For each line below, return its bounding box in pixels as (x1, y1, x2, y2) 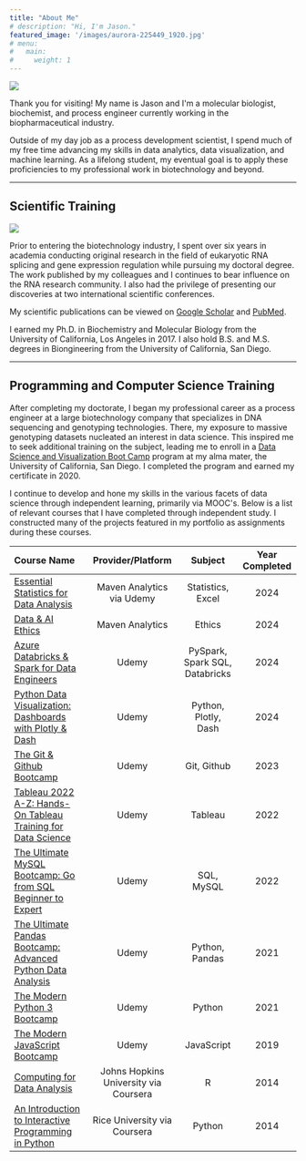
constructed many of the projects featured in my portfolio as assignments (9, 517, 285, 528)
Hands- (36, 796, 71, 809)
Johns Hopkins (99, 1064, 165, 1077)
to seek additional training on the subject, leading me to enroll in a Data (9, 441, 276, 452)
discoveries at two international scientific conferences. (9, 288, 216, 299)
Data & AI (14, 612, 55, 625)
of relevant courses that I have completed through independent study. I (9, 507, 276, 518)
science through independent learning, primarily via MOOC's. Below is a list (9, 498, 293, 509)
